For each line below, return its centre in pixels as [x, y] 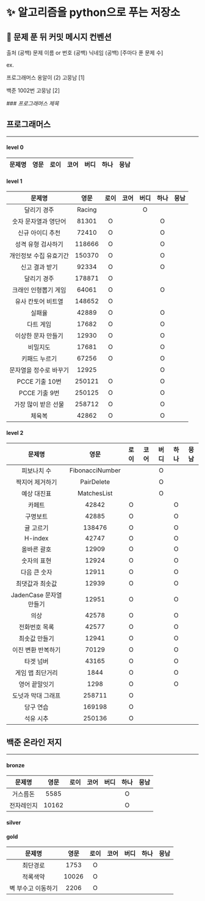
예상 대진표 [36, 494]
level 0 [15, 148]
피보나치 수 [36, 471]
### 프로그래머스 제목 [33, 103]
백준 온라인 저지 [34, 742]
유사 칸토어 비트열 [39, 301]
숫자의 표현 [36, 561]
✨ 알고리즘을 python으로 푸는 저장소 [93, 13]
